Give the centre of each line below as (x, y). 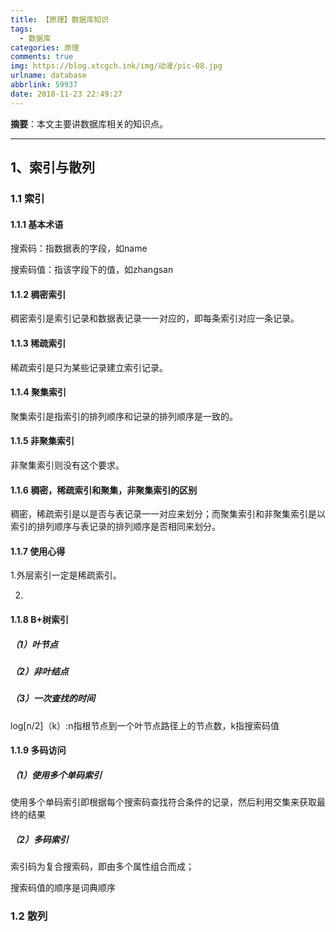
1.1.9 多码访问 (38, 750)
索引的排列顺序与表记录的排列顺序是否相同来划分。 (115, 527)
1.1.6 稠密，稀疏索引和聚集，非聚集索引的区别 (104, 490)
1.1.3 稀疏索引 (38, 343)
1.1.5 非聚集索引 (42, 441)
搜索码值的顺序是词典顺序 (63, 888)
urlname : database (48, 76)
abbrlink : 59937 (44, 85)
